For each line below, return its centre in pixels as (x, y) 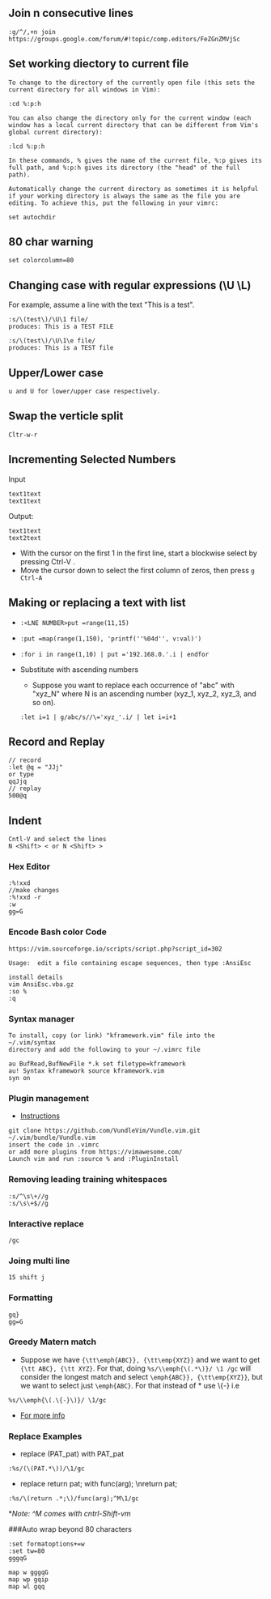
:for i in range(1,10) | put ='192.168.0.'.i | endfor (114, 654)
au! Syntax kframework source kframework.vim (86, 1071)
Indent (25, 821)
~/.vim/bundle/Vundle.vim (52, 1138)
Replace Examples (45, 1436)
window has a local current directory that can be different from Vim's (133, 125)
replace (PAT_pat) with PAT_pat (72, 1454)
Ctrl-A (31, 578)
